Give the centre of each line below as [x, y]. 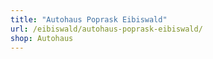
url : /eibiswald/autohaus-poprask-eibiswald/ [106, 29]
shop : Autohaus [42, 38]
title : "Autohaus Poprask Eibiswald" [89, 19]
